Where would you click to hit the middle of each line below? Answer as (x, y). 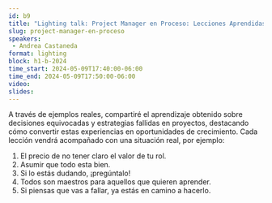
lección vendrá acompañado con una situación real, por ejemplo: (117, 140)
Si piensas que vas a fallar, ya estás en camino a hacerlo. (115, 191)
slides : (21, 91)
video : (19, 84)
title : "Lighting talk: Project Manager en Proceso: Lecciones (117, 24)
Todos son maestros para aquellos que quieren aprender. (116, 182)
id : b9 (19, 16)
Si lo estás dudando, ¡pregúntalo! (75, 173)
